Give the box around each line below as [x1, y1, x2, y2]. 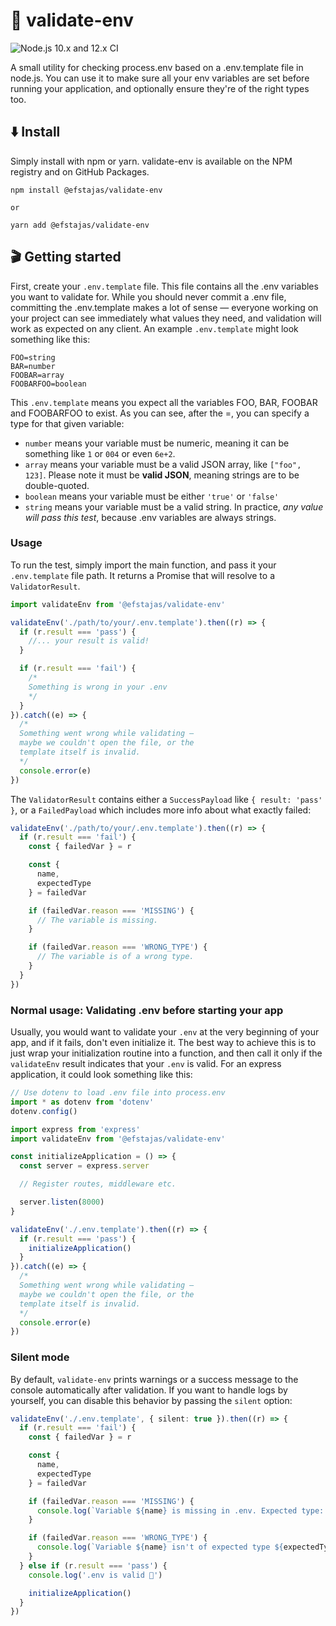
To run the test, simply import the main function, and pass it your [10, 559, 277, 571]
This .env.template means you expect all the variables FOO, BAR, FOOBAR [10, 396, 318, 408]
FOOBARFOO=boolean [10, 379, 87, 389]
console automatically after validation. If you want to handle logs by [10, 1384, 288, 1396]
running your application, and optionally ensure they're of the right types [10, 82, 310, 94]
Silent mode [10, 1350, 70, 1364]
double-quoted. [24, 479, 90, 491]
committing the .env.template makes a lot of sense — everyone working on [10, 301, 319, 313]
